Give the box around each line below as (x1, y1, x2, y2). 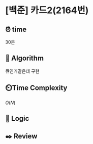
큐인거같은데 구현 (5, 68, 40, 74)
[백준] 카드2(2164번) (5, 5, 89, 16)
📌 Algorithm (5, 54, 44, 63)
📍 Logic (5, 114, 29, 123)
